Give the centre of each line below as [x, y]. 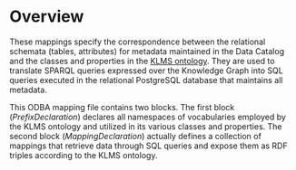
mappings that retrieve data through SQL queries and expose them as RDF [148, 146]
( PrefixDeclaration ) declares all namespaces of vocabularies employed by [148, 117]
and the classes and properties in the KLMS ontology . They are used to [142, 61]
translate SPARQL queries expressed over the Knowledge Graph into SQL [146, 71]
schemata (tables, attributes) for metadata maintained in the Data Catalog [147, 51]
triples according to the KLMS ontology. [84, 155]
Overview [47, 17]
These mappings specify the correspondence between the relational [138, 42]
